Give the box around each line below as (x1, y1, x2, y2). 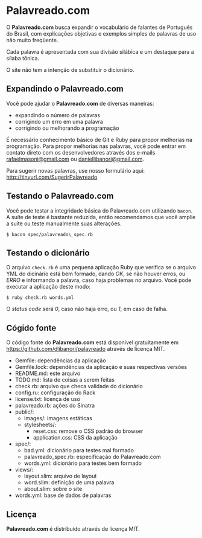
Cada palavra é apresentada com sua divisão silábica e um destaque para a (6, 48, 194, 55)
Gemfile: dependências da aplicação (14, 357, 107, 364)
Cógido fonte (6, 322, 57, 333)
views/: (14, 466, 33, 473)
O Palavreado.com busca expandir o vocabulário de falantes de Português (6, 24, 193, 31)
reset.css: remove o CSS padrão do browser (33, 428, 144, 435)
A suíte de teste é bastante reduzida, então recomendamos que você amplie (6, 213, 196, 220)
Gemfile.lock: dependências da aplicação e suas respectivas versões (14, 363, 188, 371)
